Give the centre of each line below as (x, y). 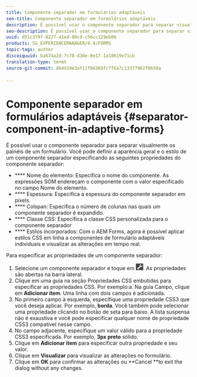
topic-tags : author (30, 50)
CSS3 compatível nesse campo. (53, 324)
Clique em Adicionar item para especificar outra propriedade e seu (96, 343)
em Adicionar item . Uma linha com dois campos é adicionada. (90, 293)
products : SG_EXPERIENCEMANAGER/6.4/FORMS (59, 43)
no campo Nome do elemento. (51, 188)
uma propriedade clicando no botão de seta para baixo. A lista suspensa (102, 312)
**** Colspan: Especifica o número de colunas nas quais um (87, 207)
